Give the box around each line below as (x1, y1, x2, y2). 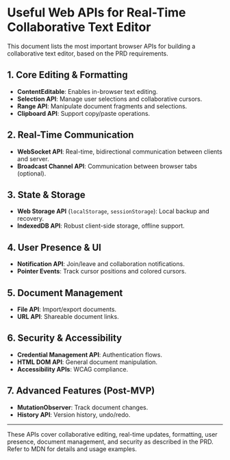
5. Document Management (7, 287, 123, 299)
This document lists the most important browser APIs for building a (7, 42, 196, 50)
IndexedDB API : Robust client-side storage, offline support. (16, 221, 185, 230)
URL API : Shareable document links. (16, 313, 119, 320)
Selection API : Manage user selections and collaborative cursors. (16, 95, 203, 103)
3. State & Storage (7, 189, 86, 200)
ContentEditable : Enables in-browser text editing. (16, 87, 158, 95)
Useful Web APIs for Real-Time (7, 5, 186, 21)
